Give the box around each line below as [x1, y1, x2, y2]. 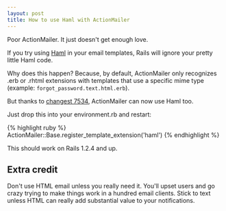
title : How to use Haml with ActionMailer [7, 16, 130, 23]
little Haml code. [7, 55, 53, 64]
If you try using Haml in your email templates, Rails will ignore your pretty [7, 49, 214, 57]
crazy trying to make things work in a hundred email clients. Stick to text [7, 189, 211, 197]
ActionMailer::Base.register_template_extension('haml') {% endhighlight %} [7, 131, 220, 139]
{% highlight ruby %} [7, 123, 66, 132]
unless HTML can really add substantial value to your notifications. [7, 197, 195, 205]
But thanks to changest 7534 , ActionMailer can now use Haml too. [7, 97, 194, 105]
